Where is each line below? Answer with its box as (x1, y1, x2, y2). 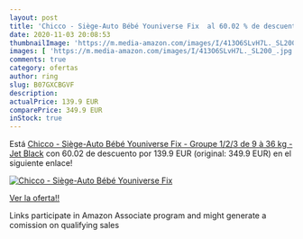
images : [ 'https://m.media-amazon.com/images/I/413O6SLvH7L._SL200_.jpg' (9, 47, 297, 56)
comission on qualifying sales (9, 220, 120, 231)
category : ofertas (9, 64, 78, 73)
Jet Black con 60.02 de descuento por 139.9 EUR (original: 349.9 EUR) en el (9, 148, 291, 159)
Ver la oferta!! (9, 193, 60, 204)
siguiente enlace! (9, 158, 73, 169)
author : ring (9, 72, 59, 81)
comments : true (9, 55, 67, 64)
